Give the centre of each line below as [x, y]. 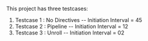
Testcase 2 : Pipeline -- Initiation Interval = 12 [72, 26]
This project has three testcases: [47, 9]
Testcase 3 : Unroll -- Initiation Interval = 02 [69, 33]
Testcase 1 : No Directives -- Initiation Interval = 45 [79, 20]
